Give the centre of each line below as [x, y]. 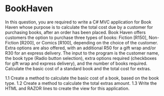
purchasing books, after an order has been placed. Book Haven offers [75, 32]
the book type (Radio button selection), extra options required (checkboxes [81, 58]
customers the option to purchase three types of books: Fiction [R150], [76, 38]
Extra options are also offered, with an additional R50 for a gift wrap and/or [81, 48]
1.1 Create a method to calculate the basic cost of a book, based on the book [82, 78]
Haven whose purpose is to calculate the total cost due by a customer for [79, 27]
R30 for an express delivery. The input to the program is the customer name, [82, 53]
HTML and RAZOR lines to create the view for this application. [67, 88]
